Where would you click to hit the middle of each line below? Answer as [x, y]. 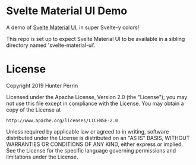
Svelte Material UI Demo [67, 11]
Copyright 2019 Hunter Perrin [42, 85]
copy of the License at [34, 110]
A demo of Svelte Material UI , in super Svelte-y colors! [73, 27]
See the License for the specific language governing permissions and [91, 150]
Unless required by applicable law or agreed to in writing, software [88, 131]
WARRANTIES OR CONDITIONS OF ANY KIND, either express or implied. [94, 144]
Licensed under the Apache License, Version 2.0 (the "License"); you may [97, 97]
